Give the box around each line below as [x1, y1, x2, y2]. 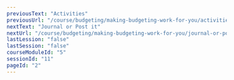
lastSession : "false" [6, 42, 70, 49]
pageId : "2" [6, 62, 41, 69]
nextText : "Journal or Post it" [6, 23, 101, 30]
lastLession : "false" [6, 36, 70, 43]
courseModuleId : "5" [6, 49, 67, 56]
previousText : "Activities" [6, 10, 89, 17]
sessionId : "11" [6, 56, 54, 63]
